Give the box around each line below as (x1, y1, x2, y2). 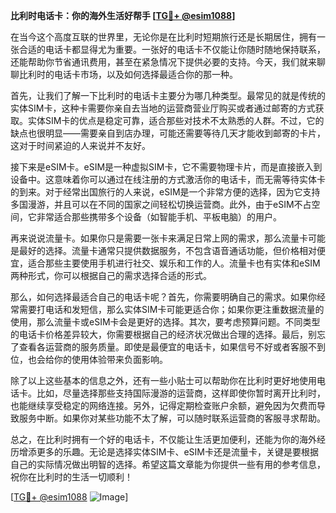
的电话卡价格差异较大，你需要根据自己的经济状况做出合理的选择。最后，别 (10, 329, 317, 340)
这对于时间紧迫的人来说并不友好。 (10, 140, 151, 151)
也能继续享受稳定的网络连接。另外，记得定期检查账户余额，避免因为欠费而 (10, 400, 317, 411)
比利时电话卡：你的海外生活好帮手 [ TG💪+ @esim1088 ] (10, 10, 236, 21)
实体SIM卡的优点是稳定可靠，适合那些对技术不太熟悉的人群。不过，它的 (27, 115, 325, 126)
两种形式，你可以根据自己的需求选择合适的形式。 (10, 270, 212, 281)
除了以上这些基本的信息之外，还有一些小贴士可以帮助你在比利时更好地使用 (10, 375, 317, 386)
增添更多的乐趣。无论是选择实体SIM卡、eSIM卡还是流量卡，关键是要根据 (18, 446, 319, 458)
